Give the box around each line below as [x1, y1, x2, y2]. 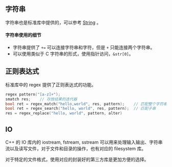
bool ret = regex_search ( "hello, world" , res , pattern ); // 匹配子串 [5, 106, 156, 111]
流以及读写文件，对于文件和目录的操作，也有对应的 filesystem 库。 [5, 146, 146, 152]
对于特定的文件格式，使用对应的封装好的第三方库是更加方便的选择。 [5, 156, 149, 162]
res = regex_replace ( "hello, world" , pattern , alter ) [5, 111, 123, 116]
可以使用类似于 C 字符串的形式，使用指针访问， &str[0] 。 [12, 51, 134, 57]
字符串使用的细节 [5, 32, 41, 38]
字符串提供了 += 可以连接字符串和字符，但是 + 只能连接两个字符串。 [12, 44, 155, 51]
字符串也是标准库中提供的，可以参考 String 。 [5, 19, 101, 26]
